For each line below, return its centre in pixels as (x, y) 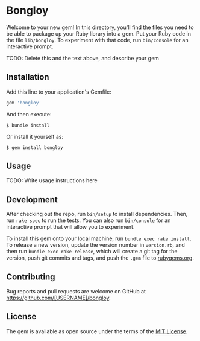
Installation (28, 77)
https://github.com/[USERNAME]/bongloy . (58, 298)
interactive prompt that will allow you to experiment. (70, 227)
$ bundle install (28, 125)
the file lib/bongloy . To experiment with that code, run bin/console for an (97, 40)
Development (32, 199)
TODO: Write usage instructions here (52, 180)
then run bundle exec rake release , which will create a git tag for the (92, 252)
